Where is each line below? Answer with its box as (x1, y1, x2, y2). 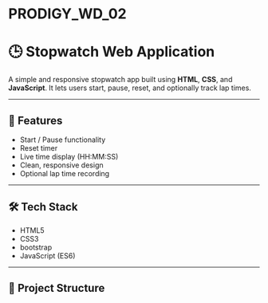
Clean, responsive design (19, 160, 104, 170)
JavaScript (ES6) (19, 250, 76, 260)
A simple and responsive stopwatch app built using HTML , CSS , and (8, 75, 233, 85)
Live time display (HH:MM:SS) (19, 151, 119, 161)
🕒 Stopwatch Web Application (8, 43, 215, 61)
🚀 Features (8, 113, 63, 128)
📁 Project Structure (8, 281, 105, 295)
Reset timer (19, 143, 58, 152)
